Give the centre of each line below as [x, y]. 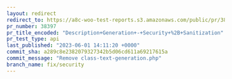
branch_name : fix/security [45, 65]
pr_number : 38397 [32, 26]
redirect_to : [25, 20]
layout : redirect [32, 13]
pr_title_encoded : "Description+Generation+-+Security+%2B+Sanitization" [115, 33]
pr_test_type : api [33, 39]
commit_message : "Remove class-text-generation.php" [84, 58]
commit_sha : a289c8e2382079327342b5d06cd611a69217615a [87, 52]
